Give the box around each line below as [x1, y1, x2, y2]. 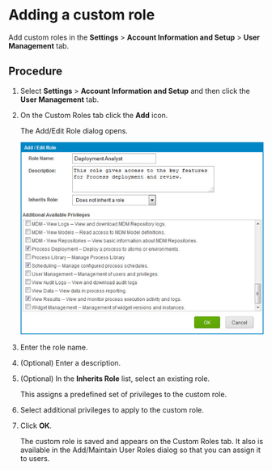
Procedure [8, 65, 63, 78]
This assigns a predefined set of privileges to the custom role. [19, 389, 227, 399]
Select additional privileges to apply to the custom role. [19, 404, 204, 414]
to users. [19, 453, 50, 463]
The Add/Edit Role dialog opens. [19, 125, 128, 135]
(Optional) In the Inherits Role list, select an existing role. [19, 374, 210, 383]
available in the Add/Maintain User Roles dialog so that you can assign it [19, 445, 261, 455]
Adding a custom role [8, 6, 155, 24]
